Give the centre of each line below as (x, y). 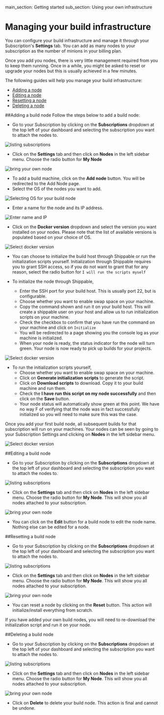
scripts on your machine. (45, 317)
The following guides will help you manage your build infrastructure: (74, 80)
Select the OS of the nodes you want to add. (57, 189)
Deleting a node (28, 106)
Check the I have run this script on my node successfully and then (88, 393)
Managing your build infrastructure (78, 27)
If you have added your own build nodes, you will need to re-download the (80, 619)
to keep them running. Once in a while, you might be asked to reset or (75, 65)
